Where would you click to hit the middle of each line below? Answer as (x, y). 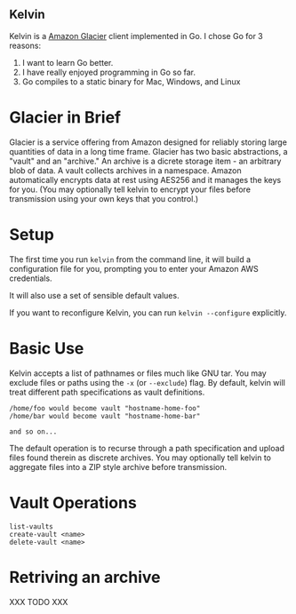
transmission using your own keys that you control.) (104, 198)
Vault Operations (73, 502)
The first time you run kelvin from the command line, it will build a (130, 259)
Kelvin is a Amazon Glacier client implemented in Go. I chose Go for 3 (136, 36)
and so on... (33, 431)
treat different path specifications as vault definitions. (107, 392)
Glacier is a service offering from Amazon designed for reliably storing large (148, 142)
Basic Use (47, 348)
